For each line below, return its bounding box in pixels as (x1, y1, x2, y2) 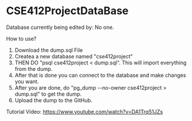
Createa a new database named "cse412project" (14, 53, 133, 60)
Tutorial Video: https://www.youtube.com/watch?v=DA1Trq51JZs (6, 108, 164, 115)
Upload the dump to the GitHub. (14, 96, 93, 104)
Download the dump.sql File (14, 46, 83, 54)
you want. (14, 78, 40, 85)
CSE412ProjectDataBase (6, 4, 129, 18)
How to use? (6, 35, 37, 42)
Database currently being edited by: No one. (6, 24, 114, 31)
